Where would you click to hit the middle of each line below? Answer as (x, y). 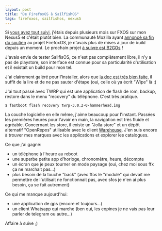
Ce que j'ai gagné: (23, 145)
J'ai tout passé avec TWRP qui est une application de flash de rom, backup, (81, 91)
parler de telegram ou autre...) (42, 214)
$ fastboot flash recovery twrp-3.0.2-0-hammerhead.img (63, 106)
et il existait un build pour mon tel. (39, 67)
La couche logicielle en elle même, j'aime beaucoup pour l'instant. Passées (80, 115)
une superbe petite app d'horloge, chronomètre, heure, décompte (78, 159)
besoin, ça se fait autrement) (41, 185)
